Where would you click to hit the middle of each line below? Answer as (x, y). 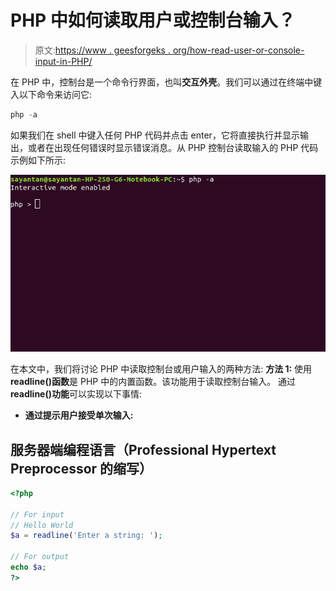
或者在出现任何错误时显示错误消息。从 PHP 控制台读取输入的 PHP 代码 (173, 147)
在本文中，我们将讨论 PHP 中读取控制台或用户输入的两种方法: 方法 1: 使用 (161, 369)
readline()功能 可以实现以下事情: (76, 394)
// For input (37, 514)
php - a (24, 114)
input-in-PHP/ (63, 61)
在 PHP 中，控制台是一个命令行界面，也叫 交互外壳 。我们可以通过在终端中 (162, 82)
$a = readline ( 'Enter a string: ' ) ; (86, 536)
